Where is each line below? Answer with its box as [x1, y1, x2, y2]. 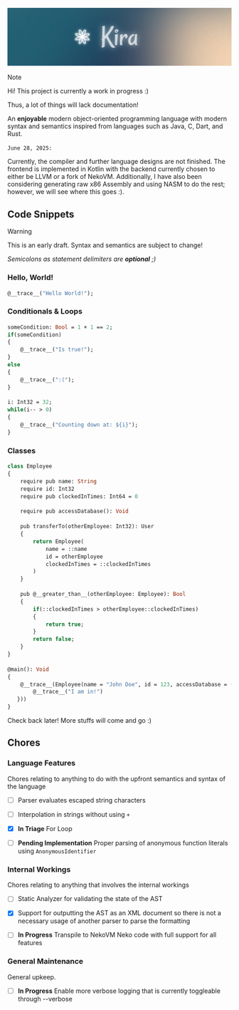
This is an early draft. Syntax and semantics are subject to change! [7, 241, 203, 249]
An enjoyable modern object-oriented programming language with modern [7, 115, 228, 123]
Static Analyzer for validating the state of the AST [17, 895, 163, 903]
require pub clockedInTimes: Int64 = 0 [20, 493, 139, 500]
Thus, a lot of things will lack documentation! [7, 101, 139, 109]
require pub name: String [20, 478, 97, 485]
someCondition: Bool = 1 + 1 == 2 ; [7, 324, 113, 331]
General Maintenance [7, 957, 84, 967]
